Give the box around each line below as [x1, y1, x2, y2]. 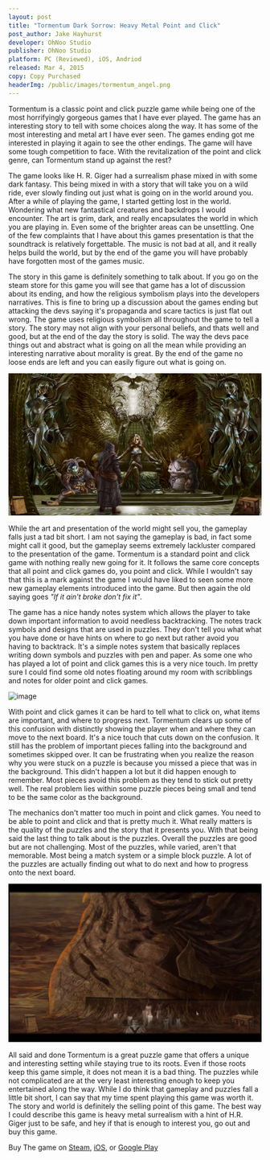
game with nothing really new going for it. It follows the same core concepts [8, 558, 260, 568]
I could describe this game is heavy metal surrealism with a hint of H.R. [8, 1110, 243, 1120]
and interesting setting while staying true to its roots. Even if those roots [8, 1059, 247, 1068]
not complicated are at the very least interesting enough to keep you [8, 1076, 235, 1085]
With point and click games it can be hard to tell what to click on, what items [8, 707, 260, 717]
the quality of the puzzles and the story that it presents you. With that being [8, 825, 259, 835]
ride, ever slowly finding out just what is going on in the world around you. [8, 187, 254, 197]
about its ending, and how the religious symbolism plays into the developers [8, 289, 260, 298]
